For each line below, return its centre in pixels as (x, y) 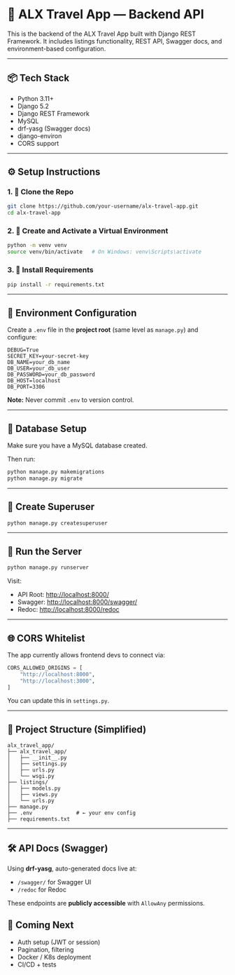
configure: (22, 337)
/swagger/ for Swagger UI (54, 882)
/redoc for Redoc (42, 889)
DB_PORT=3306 (26, 387)
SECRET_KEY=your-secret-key (48, 356)
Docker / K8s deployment (54, 957)
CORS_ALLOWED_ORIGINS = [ (45, 668)
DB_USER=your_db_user (39, 369)
